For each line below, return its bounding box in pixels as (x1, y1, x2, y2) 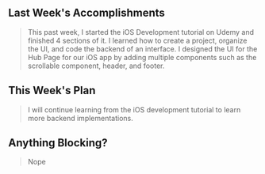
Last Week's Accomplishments (8, 6, 165, 20)
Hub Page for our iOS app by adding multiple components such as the (27, 52, 257, 62)
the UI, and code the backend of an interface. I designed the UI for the (27, 43, 258, 54)
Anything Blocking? (8, 136, 109, 149)
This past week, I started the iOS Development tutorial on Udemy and (27, 27, 254, 36)
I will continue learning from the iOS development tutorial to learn (27, 104, 241, 114)
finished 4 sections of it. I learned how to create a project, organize (27, 36, 248, 45)
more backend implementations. (27, 113, 133, 123)
